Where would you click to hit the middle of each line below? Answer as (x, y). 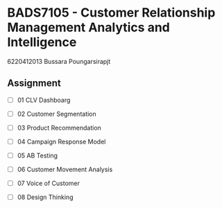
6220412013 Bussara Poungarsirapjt (59, 61)
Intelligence (42, 42)
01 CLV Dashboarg (44, 100)
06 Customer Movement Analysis (65, 170)
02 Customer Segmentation (57, 114)
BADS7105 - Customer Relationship (111, 13)
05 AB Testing (37, 155)
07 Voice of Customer (48, 183)
